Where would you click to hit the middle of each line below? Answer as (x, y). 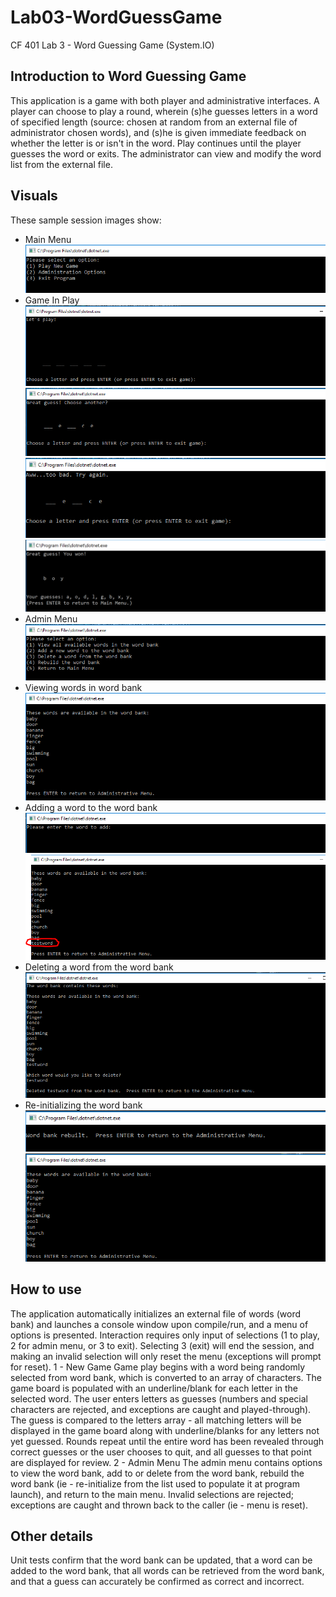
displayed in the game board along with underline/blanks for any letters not (165, 1430)
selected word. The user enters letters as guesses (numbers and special (159, 1398)
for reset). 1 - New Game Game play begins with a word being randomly (158, 1367)
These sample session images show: (86, 220)
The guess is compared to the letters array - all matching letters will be (156, 1420)
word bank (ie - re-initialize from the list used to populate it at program (155, 1483)
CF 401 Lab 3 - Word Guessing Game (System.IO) (112, 45)
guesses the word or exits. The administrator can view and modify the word (166, 153)
